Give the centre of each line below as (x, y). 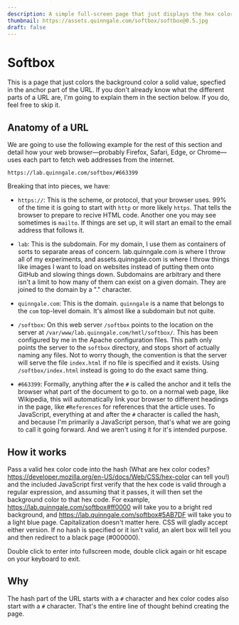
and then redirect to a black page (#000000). (74, 537)
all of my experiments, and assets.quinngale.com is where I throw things (123, 259)
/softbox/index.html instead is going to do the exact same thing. (113, 370)
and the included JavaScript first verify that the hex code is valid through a (117, 484)
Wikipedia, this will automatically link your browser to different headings (123, 400)
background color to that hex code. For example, (79, 499)
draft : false (27, 27)
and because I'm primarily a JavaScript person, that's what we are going (124, 422)
